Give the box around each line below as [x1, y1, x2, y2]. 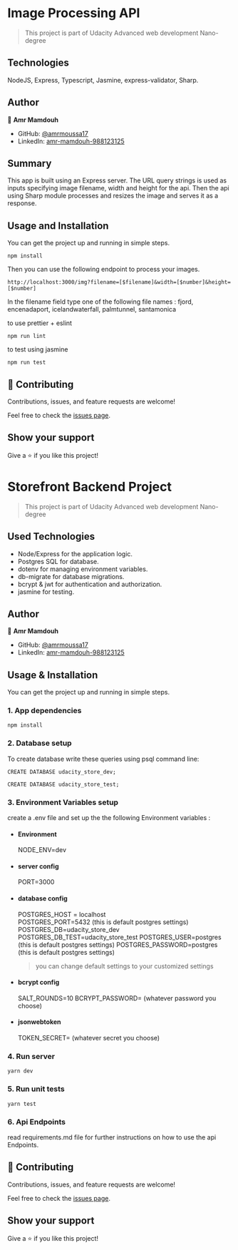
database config [17, 894, 68, 903]
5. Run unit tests [7, 1084, 66, 1094]
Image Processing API [7, 5, 140, 21]
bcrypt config [17, 978, 60, 987]
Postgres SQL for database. [17, 557, 100, 565]
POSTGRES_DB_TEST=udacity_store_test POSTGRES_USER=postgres [17, 933, 222, 941]
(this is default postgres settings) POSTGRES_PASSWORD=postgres [17, 940, 218, 949]
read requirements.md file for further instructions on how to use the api [7, 1132, 217, 1142]
